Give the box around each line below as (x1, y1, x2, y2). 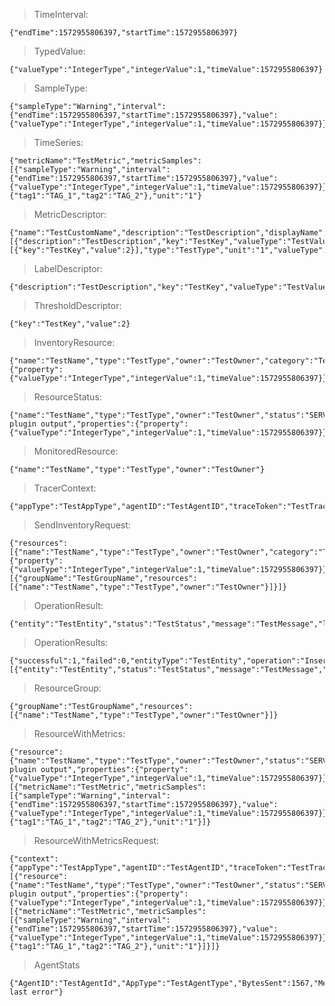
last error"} (9, 987, 64, 997)
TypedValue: (33, 45, 86, 57)
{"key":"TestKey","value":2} (9, 319, 131, 329)
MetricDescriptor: (33, 209, 107, 220)
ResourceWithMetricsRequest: (33, 835, 159, 846)
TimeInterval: (33, 9, 89, 20)
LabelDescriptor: (33, 263, 103, 274)
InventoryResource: (33, 337, 116, 348)
